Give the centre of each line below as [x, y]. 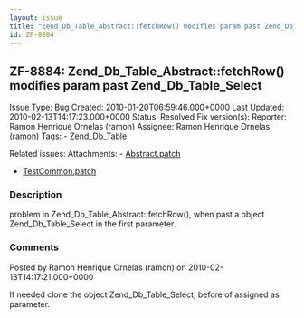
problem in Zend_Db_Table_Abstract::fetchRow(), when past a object [137, 215]
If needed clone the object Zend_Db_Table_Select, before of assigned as [144, 294]
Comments [34, 247]
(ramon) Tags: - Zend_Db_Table [68, 136]
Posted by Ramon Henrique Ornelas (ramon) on [98, 267]
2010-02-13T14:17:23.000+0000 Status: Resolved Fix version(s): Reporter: [148, 117]
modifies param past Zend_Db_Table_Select [136, 86]
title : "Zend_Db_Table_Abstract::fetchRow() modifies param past [135, 26]
